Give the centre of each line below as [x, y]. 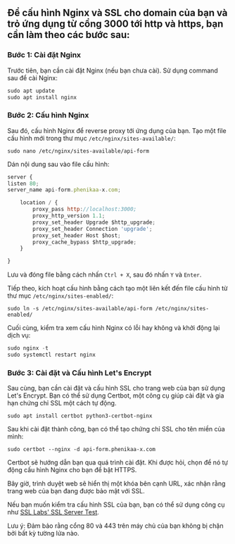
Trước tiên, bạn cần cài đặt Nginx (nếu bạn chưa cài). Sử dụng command [113, 70]
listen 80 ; [23, 184]
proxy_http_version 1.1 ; [69, 216]
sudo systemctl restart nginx [52, 355]
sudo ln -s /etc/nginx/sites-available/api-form [80, 309]
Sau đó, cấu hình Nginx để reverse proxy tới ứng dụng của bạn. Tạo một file [117, 130]
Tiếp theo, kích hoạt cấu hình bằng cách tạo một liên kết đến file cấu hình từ [118, 289]
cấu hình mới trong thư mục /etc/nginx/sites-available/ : [91, 138]
